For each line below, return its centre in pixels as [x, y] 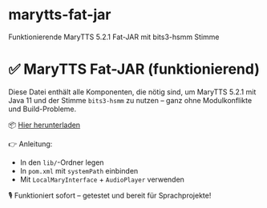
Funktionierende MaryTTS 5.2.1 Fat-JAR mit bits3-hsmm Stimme [114, 37]
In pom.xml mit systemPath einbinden [79, 170]
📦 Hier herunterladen [44, 125]
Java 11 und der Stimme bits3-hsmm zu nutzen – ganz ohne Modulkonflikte [130, 100]
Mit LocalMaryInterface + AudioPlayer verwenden [102, 179]
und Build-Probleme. [42, 109]
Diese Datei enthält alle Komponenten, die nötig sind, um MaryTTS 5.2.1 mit [132, 92]
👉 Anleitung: [30, 144]
